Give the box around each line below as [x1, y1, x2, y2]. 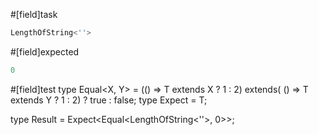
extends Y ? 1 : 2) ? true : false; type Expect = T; [10, 94, 208, 106]
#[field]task [10, 9, 58, 20]
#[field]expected [10, 45, 80, 58]
